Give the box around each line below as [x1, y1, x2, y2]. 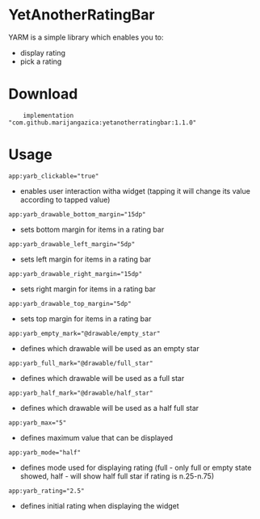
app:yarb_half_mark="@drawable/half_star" [8, 389, 153, 397]
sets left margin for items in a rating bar [19, 254, 152, 264]
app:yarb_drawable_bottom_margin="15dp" [8, 210, 147, 219]
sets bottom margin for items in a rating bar [19, 224, 165, 234]
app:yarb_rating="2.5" [8, 487, 85, 495]
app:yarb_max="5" [8, 418, 67, 427]
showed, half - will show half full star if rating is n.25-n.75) [19, 471, 215, 481]
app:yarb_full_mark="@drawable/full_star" [8, 359, 153, 367]
